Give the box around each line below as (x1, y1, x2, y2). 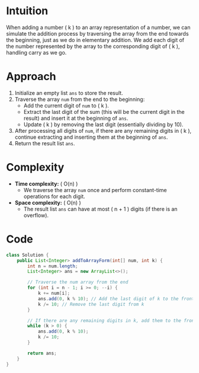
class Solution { (6, 252, 49, 258)
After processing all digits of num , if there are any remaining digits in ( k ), (14, 127, 192, 134)
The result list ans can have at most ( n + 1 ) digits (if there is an (23, 205, 178, 212)
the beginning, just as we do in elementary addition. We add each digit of (6, 36, 185, 43)
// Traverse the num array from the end (27, 279, 129, 285)
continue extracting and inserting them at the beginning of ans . (14, 133, 168, 141)
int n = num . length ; (27, 263, 78, 269)
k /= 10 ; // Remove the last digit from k (37, 301, 145, 307)
